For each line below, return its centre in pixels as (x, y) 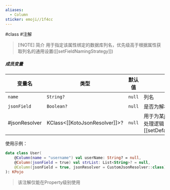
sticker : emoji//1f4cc (29, 19)
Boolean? (57, 106)
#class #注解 (18, 34)
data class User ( (24, 153)
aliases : (14, 10)
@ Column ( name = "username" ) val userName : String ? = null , (78, 158)
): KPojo (14, 172)
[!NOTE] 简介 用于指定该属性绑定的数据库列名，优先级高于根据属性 (87, 45)
